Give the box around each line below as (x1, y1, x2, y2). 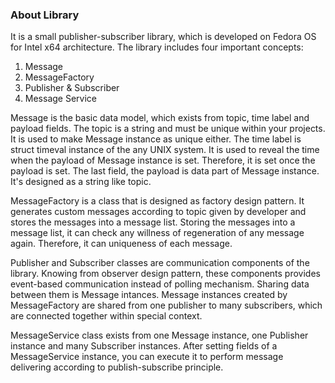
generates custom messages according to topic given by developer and (10, 206, 307, 218)
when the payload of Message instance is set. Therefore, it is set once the (10, 154, 316, 167)
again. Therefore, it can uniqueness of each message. (10, 238, 233, 250)
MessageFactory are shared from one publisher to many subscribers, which (10, 299, 323, 312)
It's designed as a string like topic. (10, 176, 152, 188)
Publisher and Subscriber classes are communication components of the (10, 257, 310, 269)
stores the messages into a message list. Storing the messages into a (10, 216, 296, 228)
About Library (10, 8, 80, 22)
